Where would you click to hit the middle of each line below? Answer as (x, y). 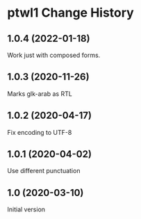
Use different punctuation (44, 171)
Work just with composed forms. (54, 55)
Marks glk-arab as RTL (40, 94)
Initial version (26, 209)
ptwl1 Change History (70, 13)
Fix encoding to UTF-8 (40, 132)
